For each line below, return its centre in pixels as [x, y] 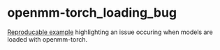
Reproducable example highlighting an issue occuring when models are [110, 32]
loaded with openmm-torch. [47, 39]
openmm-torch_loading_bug [92, 13]
